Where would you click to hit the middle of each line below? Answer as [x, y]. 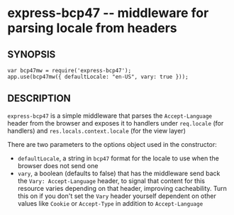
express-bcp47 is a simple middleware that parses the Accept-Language [110, 116]
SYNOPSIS [32, 54]
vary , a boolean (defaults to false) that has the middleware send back [119, 173]
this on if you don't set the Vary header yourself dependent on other [117, 196]
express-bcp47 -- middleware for [108, 13]
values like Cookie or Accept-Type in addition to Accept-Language [110, 203]
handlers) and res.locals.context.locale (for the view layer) [96, 131]
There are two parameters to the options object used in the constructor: [112, 144]
